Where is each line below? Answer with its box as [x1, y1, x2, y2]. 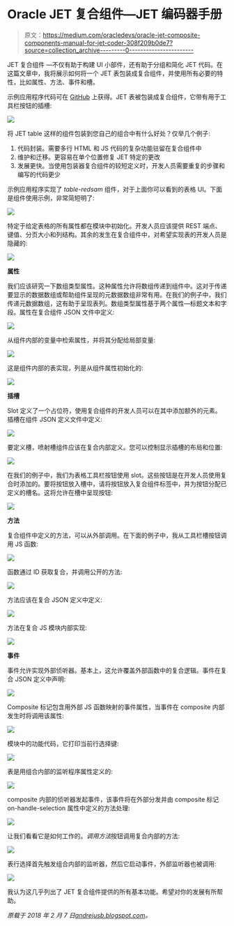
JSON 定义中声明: [15, 674, 66, 683]
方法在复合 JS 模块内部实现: [7, 623, 87, 632]
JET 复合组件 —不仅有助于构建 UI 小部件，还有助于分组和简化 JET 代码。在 [7, 60, 223, 68]
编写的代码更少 [17, 170, 61, 179]
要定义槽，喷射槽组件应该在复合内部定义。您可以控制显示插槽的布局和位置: [7, 443, 223, 451]
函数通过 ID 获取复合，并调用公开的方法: [7, 568, 123, 576]
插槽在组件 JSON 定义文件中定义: [7, 415, 103, 423]
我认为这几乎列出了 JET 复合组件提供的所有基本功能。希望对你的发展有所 [7, 887, 217, 896]
